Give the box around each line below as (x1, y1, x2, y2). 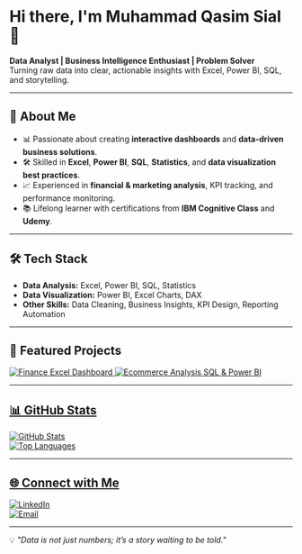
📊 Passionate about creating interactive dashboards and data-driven (22, 133, 285, 144)
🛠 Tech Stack (9, 251, 88, 267)
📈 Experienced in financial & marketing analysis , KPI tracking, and (22, 179, 274, 190)
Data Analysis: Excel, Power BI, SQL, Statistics (22, 279, 196, 290)
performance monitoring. (22, 192, 116, 204)
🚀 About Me (9, 109, 76, 124)
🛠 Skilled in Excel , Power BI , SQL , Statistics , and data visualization (22, 156, 277, 168)
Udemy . (22, 215, 53, 226)
